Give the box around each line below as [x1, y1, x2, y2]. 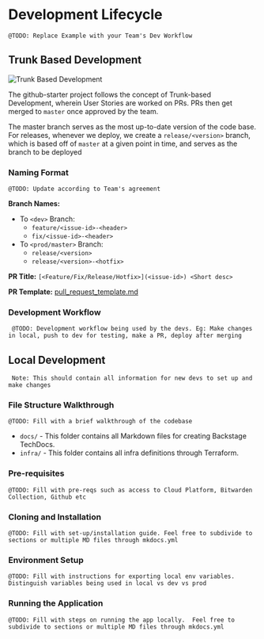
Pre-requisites [8, 468, 65, 479]
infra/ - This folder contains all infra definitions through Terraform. [19, 448, 239, 457]
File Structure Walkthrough [8, 400, 115, 411]
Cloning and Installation [8, 511, 101, 522]
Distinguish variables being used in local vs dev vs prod [8, 580, 207, 587]
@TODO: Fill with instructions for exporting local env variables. [8, 572, 236, 580]
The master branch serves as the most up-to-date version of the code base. [8, 121, 257, 132]
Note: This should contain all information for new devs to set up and [11, 374, 253, 382]
